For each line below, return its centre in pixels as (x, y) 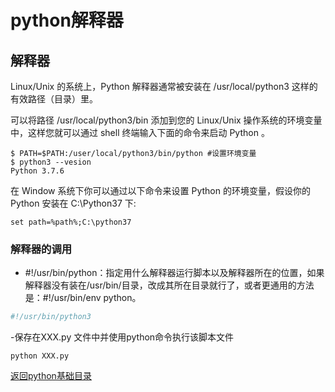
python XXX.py (40, 356)
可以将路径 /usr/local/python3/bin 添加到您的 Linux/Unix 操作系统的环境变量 (166, 120)
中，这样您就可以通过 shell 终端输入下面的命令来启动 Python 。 (140, 132)
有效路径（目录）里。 (54, 99)
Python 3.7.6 (37, 171)
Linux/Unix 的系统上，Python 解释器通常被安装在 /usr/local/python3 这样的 (164, 86)
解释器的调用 (41, 249)
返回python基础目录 (51, 376)
